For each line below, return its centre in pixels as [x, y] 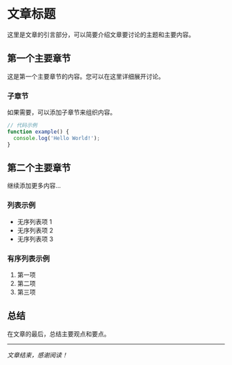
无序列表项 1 [35, 221]
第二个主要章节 [39, 167]
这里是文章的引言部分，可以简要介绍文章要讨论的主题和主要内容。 [101, 34]
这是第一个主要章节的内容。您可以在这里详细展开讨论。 [86, 76]
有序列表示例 [29, 258]
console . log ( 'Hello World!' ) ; [57, 138]
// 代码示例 [22, 126]
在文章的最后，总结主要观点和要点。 [59, 334]
